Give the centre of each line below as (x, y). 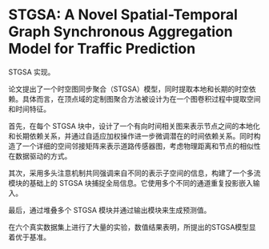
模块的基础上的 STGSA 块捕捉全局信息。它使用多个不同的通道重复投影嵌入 (131, 183)
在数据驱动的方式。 (40, 156)
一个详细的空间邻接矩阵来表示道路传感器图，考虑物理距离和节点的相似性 (141, 146)
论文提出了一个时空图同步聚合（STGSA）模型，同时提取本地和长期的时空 (129, 89)
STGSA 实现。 (32, 72)
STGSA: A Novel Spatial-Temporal (123, 15)
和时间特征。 (29, 109)
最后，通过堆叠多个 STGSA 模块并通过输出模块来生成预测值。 (110, 210)
